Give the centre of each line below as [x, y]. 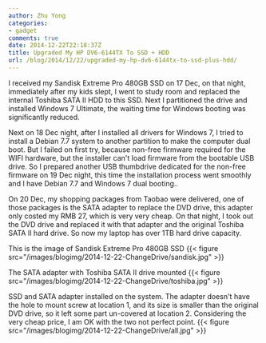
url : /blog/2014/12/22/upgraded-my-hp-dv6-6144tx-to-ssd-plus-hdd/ [123, 61]
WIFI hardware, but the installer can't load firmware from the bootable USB [131, 158]
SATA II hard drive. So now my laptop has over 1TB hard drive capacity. [125, 233]
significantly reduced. [44, 117]
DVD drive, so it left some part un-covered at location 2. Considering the [127, 313]
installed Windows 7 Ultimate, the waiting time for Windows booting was [127, 108]
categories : [28, 23]
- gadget [23, 30]
